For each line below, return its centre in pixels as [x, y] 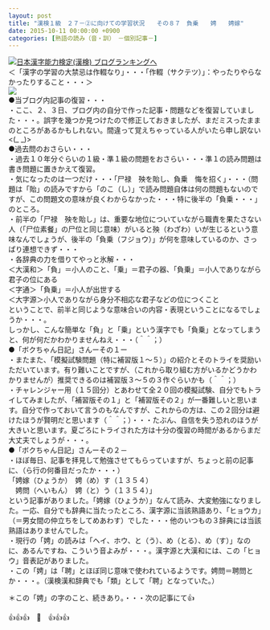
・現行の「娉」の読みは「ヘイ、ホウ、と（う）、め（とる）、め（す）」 [123, 541]
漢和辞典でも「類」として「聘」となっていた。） [140, 581]
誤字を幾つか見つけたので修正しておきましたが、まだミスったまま [152, 121]
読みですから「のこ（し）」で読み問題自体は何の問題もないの [151, 189]
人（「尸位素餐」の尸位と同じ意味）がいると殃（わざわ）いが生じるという [130, 229]
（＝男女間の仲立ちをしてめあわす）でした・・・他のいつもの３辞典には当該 [135, 521]
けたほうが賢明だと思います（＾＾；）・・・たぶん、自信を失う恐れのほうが [133, 420]
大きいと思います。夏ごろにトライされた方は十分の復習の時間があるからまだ [135, 430]
